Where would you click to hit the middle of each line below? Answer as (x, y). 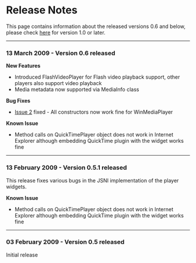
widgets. (17, 187)
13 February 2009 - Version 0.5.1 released (66, 168)
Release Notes (42, 10)
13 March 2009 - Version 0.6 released (61, 53)
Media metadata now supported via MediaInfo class (77, 90)
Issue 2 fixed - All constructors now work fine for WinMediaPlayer (94, 112)
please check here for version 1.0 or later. (56, 32)
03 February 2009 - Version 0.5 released (65, 242)
